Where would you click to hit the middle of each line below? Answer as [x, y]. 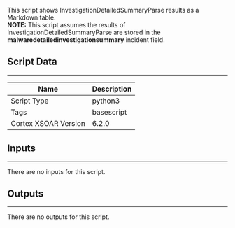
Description [112, 89]
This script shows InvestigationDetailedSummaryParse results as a [103, 10]
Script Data [32, 62]
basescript [109, 112]
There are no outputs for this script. [58, 217]
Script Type [30, 101]
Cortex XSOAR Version [48, 123]
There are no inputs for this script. [56, 171]
